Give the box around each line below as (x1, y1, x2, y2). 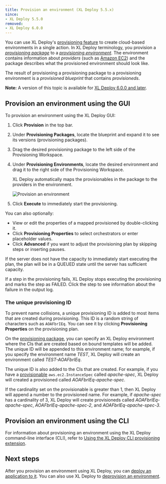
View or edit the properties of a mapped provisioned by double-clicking (12, 220, 159, 226)
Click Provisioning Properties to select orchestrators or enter (12, 230, 138, 236)
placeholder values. (12, 236, 53, 242)
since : (5, 12, 19, 17)
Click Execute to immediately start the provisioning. (12, 200, 118, 206)
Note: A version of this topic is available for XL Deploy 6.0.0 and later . (5, 85, 147, 91)
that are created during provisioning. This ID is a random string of (5, 315, 139, 321)
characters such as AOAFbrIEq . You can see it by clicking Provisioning (5, 321, 148, 327)
